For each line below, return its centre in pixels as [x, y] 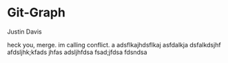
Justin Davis [25, 32]
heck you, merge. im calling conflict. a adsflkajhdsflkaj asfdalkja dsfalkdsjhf [114, 45]
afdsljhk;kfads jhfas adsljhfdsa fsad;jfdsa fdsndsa [77, 52]
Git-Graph [36, 13]
